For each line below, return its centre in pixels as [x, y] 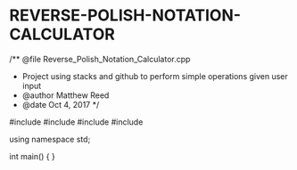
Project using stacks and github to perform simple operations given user [155, 76]
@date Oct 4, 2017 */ [61, 104]
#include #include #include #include [76, 122]
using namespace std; [50, 139]
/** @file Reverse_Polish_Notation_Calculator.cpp [100, 59]
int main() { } [32, 156]
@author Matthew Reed [66, 95]
